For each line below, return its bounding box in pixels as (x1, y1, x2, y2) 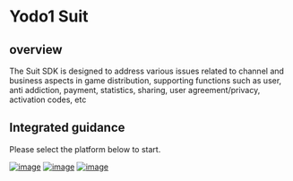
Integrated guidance (9, 120, 125, 135)
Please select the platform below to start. (9, 143, 161, 154)
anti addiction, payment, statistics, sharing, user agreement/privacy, (9, 85, 261, 95)
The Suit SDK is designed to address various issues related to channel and (9, 65, 285, 76)
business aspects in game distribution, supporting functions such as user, (9, 75, 282, 86)
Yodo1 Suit (9, 6, 89, 27)
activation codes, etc (9, 94, 87, 105)
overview (9, 42, 63, 57)
